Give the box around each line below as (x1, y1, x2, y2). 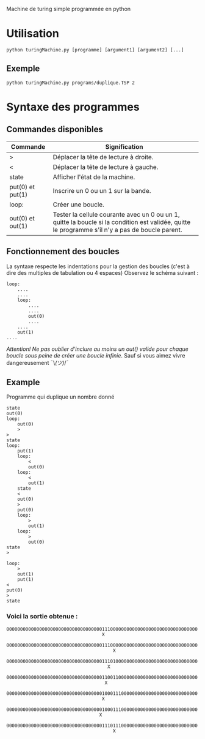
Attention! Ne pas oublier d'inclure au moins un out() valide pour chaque (6, 345, 189, 353)
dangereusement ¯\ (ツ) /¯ (6, 359, 69, 366)
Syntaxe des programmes (6, 100, 140, 114)
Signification (105, 142, 143, 151)
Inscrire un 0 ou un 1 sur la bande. (52, 186, 151, 195)
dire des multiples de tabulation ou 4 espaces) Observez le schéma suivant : (6, 269, 199, 276)
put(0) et (9, 182, 35, 191)
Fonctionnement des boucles (6, 246, 120, 257)
